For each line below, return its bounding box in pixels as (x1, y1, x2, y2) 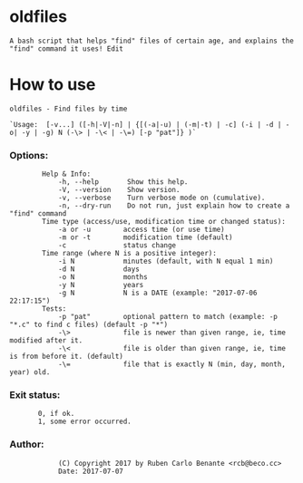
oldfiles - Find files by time (9, 104, 128, 113)
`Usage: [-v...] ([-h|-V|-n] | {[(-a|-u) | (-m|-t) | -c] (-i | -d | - (9, 120, 290, 129)
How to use (9, 74, 96, 95)
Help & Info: (42, 169, 92, 179)
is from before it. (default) (9, 352, 124, 362)
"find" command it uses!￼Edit (9, 43, 124, 53)
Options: (9, 149, 49, 161)
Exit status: (9, 389, 61, 401)
